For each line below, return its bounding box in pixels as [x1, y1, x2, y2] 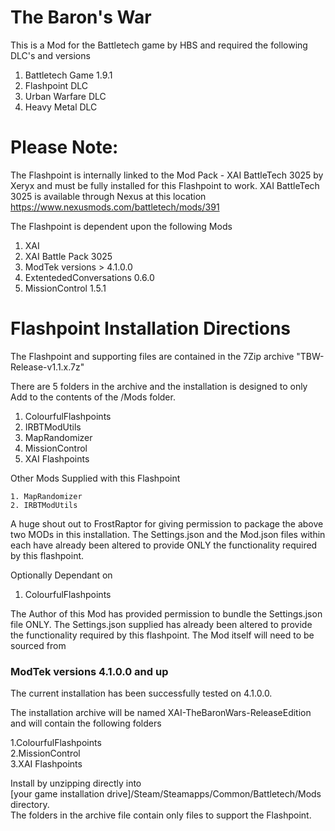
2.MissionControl [10, 747, 81, 760]
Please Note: [10, 136, 119, 159]
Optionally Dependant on [10, 569, 113, 581]
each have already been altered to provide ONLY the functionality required [10, 539, 318, 551]
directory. [10, 799, 50, 811]
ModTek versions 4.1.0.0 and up [10, 664, 169, 678]
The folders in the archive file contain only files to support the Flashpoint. [10, 809, 312, 821]
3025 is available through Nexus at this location [10, 190, 207, 202]
